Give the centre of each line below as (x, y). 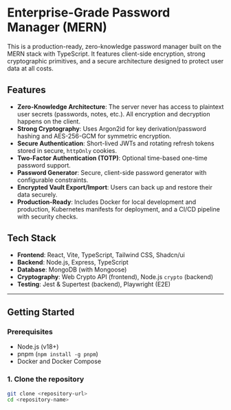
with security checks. (47, 216)
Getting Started (41, 312)
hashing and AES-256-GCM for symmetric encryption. (94, 136)
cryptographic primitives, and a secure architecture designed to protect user (115, 61)
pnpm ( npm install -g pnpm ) (57, 354)
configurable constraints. (53, 180)
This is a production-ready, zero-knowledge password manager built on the (114, 46)
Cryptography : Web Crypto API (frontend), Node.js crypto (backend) (115, 276)
